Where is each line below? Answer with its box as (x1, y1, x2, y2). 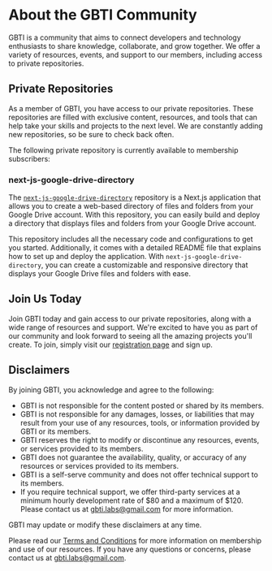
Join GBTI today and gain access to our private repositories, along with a (8, 314, 252, 323)
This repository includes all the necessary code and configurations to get (8, 234, 253, 244)
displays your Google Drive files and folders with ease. (8, 269, 191, 279)
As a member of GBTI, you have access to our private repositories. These (8, 103, 254, 113)
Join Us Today (8, 292, 82, 306)
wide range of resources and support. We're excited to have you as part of (8, 322, 258, 332)
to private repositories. (8, 58, 84, 68)
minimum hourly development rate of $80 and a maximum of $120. (19, 495, 244, 505)
